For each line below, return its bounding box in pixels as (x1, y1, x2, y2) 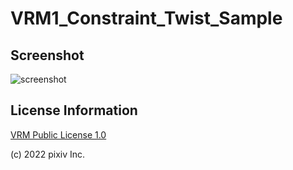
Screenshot (10, 47, 85, 64)
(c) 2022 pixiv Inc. (10, 148, 86, 160)
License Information (10, 102, 138, 119)
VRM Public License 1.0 (10, 128, 107, 141)
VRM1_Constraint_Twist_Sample (10, 7, 283, 30)
